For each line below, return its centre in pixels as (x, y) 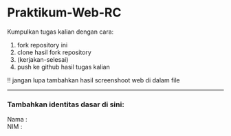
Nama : (17, 120)
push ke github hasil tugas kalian (63, 67)
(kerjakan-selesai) (43, 59)
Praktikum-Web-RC (64, 13)
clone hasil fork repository (54, 52)
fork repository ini (42, 45)
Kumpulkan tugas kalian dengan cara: (60, 32)
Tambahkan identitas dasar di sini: (66, 104)
